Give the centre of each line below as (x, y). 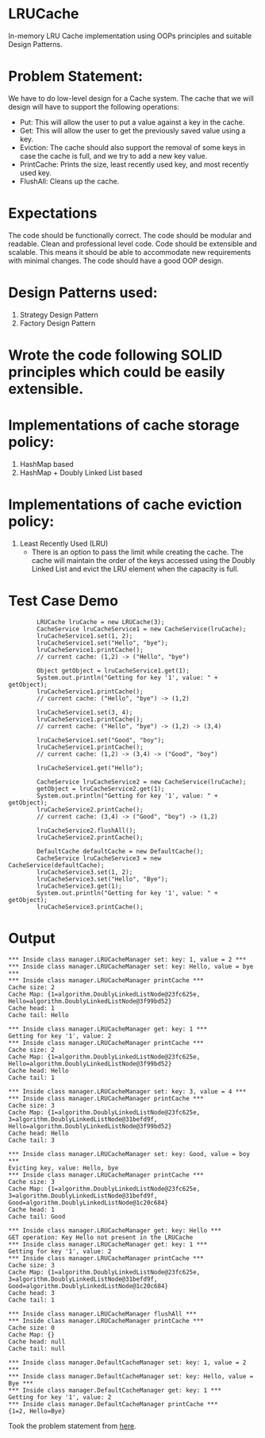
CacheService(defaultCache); (56, 865)
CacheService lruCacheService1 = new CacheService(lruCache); (142, 629)
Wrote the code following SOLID (115, 355)
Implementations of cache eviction (125, 505)
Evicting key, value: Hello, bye (63, 1168)
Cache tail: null (37, 1348)
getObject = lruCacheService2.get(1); (101, 788)
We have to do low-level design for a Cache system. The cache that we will (131, 98)
